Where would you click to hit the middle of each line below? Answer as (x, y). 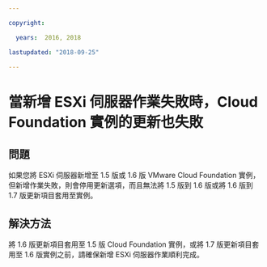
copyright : (27, 23)
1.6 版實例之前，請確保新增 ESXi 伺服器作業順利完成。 (114, 255)
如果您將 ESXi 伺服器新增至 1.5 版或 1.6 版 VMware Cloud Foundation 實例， (134, 176)
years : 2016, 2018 (49, 37)
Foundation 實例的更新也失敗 (106, 122)
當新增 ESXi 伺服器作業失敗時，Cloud (133, 102)
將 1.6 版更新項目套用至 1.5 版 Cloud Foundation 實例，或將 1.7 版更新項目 (130, 244)
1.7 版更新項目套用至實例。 (53, 196)
